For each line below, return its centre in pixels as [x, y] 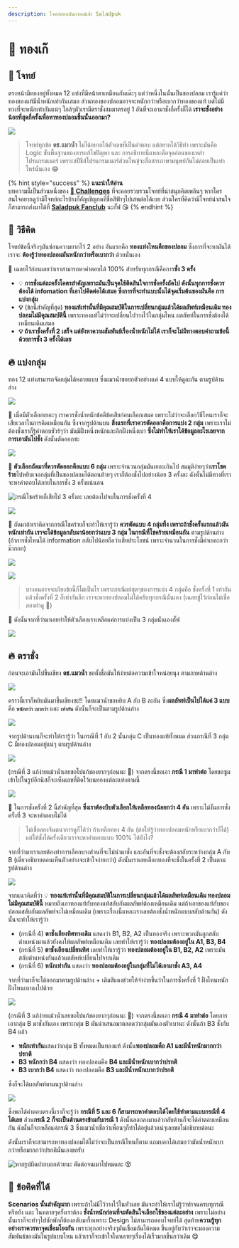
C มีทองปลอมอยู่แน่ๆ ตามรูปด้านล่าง [50, 744]
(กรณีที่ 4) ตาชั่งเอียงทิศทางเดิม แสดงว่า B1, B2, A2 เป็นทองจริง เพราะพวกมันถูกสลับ [118, 934]
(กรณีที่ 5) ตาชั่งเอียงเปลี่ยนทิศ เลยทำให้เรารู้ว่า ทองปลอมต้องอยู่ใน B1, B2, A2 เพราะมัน [122, 950]
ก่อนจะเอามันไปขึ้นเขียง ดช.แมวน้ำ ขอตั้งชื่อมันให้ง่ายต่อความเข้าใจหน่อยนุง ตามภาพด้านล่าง [113, 673]
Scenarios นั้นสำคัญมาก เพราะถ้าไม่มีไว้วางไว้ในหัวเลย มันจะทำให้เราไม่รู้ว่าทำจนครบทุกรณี [116, 1204]
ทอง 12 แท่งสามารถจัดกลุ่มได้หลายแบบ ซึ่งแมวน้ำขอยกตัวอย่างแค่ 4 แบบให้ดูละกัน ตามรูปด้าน [116, 379]
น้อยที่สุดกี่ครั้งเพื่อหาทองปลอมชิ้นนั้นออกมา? [59, 117]
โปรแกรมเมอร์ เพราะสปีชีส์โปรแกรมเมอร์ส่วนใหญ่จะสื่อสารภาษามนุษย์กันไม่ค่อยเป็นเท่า [125, 160]
